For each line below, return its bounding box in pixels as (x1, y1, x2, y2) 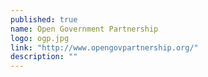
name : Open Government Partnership (10, 24, 159, 34)
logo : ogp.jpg (10, 33, 70, 43)
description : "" (10, 52, 78, 62)
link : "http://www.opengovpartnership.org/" (10, 42, 199, 53)
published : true (10, 14, 78, 25)
